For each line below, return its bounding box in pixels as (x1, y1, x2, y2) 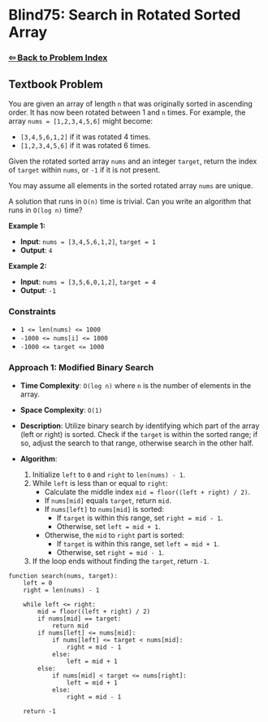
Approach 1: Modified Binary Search (8, 362, 154, 374)
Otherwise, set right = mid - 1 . (56, 547, 165, 557)
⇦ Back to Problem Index (8, 52, 108, 63)
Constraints (8, 305, 57, 317)
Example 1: (8, 221, 46, 230)
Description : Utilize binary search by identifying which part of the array (19, 421, 260, 431)
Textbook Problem (8, 77, 103, 91)
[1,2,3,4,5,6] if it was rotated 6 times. (19, 140, 151, 150)
